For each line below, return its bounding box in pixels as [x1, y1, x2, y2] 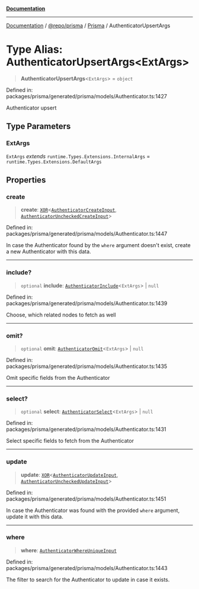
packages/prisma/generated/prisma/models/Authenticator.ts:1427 [6, 92, 168, 100]
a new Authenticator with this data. [6, 248, 91, 255]
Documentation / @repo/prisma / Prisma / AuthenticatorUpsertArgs [6, 22, 171, 29]
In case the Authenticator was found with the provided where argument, [6, 507, 180, 514]
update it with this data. [6, 513, 63, 520]
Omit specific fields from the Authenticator [6, 374, 110, 381]
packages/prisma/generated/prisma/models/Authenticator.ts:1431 [6, 426, 166, 433]
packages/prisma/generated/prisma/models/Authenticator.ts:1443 [6, 564, 168, 571]
